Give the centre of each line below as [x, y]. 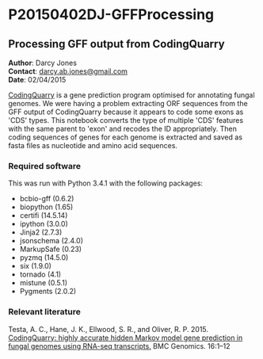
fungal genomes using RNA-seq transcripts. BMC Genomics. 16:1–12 [119, 346]
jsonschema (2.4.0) [51, 241]
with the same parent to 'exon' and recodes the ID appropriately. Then [123, 129]
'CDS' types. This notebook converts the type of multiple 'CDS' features [126, 120]
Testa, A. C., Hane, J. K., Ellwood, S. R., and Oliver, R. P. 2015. [108, 329]
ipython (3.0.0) [44, 224]
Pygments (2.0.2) [48, 292]
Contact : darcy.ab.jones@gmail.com [68, 71]
